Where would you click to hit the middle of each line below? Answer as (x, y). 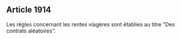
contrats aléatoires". (31, 31)
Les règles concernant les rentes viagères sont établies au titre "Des (91, 24)
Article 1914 (29, 10)
